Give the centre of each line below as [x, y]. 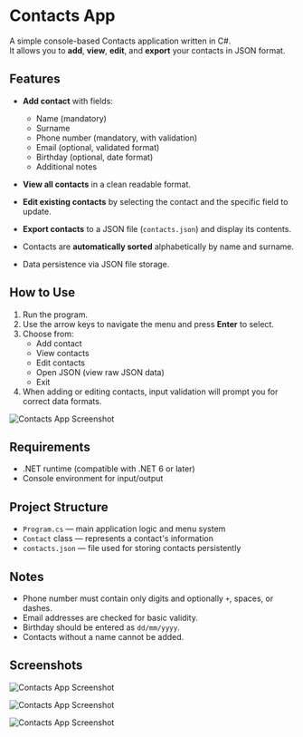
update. [37, 211]
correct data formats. [62, 401]
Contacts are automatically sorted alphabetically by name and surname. [158, 247]
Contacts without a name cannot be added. [103, 637]
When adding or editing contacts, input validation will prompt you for [150, 392]
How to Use [43, 292]
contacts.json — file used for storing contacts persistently [132, 548]
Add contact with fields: [67, 101]
